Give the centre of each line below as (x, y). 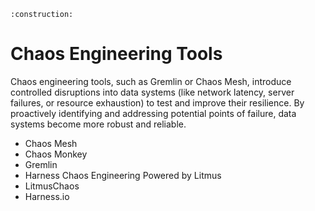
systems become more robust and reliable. (98, 124)
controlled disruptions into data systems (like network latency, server (152, 92)
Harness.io (47, 196)
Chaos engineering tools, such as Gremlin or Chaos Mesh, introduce (151, 81)
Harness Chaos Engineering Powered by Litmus (123, 175)
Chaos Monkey (56, 154)
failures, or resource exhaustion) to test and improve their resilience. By (157, 102)
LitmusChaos (52, 186)
